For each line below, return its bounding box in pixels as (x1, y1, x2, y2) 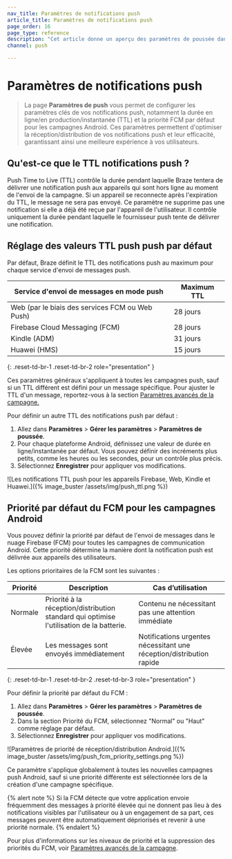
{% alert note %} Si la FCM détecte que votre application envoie (7, 794, 190, 802)
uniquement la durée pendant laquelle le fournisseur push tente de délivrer (7, 212, 220, 221)
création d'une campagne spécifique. (7, 780, 114, 789)
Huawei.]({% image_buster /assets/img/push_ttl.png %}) (7, 482, 168, 491)
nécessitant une (138, 641, 191, 650)
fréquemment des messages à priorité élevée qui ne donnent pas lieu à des (7, 801, 222, 809)
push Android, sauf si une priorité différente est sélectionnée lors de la (7, 773, 208, 782)
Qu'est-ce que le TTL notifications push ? (7, 158, 190, 169)
